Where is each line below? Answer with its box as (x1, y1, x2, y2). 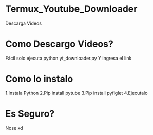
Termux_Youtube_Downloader (5, 3, 138, 15)
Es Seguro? (5, 108, 55, 120)
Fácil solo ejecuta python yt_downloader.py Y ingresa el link (5, 55, 132, 61)
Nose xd (5, 125, 23, 131)
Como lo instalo (5, 73, 73, 85)
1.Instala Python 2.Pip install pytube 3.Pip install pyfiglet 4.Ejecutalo (5, 90, 148, 96)
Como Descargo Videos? (5, 38, 114, 50)
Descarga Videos (5, 20, 42, 26)
